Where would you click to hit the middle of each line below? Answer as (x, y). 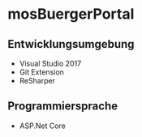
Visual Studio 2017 (50, 63)
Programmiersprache (63, 106)
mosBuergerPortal (71, 14)
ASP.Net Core (42, 126)
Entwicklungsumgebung (71, 44)
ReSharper (37, 81)
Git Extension (41, 72)
